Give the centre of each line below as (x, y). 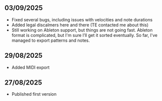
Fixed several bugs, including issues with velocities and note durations (82, 19)
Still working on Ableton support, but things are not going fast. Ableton (82, 30)
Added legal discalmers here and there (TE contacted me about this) (80, 25)
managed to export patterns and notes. (51, 40)
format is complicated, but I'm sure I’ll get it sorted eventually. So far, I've (84, 35)
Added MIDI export (31, 67)
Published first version (34, 94)
